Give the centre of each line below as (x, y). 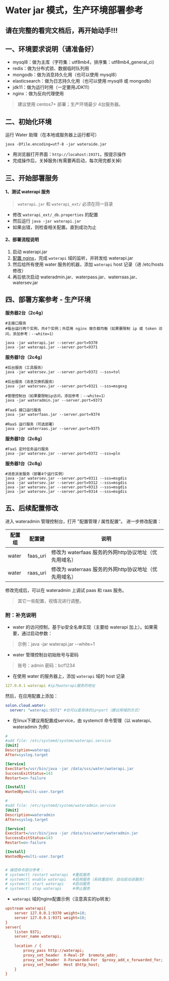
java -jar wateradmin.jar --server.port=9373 (54, 400)
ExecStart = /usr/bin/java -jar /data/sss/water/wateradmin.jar (72, 834)
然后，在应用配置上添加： (32, 696)
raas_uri (37, 573)
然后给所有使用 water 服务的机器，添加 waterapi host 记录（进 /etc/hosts (88, 264)
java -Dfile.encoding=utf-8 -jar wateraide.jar (56, 144)
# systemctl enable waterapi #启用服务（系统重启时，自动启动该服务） (76, 879)
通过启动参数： (37, 633)
